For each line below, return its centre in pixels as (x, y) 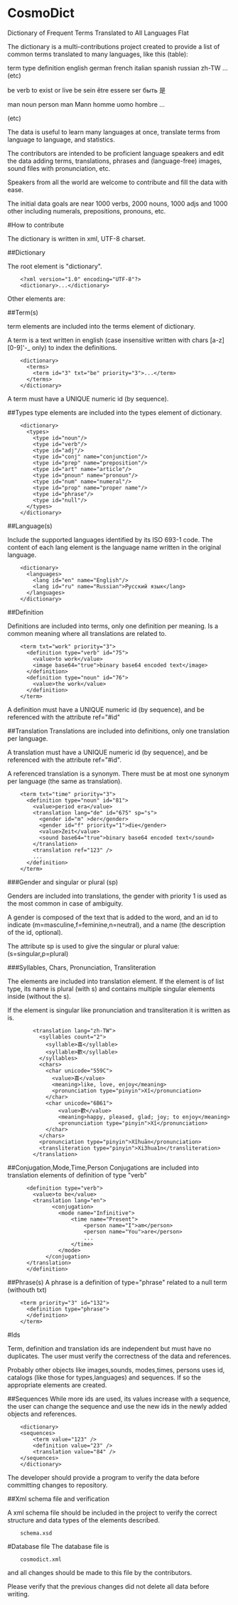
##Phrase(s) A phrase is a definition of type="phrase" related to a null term (117, 1282)
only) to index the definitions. (74, 347)
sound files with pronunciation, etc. (59, 168)
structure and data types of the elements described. (83, 1520)
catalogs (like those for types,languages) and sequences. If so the (104, 1377)
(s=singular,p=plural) (38, 953)
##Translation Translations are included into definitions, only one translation (118, 731)
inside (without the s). (39, 996)
